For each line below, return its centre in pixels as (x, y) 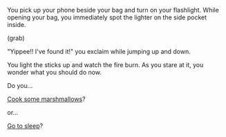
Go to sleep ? (25, 126)
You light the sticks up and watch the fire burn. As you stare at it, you (105, 65)
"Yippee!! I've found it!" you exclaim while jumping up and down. (99, 52)
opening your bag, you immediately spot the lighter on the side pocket (107, 17)
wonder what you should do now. (55, 72)
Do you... (20, 85)
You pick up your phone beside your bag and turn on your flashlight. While (113, 10)
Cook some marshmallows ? (46, 99)
